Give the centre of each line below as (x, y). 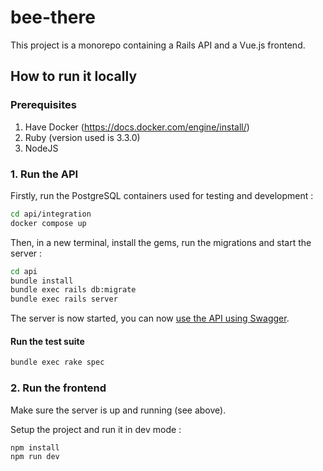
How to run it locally (74, 76)
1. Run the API (44, 174)
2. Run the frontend (58, 388)
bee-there (53, 17)
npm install (35, 447)
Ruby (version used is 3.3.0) (82, 137)
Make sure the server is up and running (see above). (118, 410)
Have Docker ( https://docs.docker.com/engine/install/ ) (137, 127)
